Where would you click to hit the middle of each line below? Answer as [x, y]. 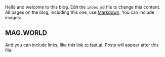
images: [13, 17]
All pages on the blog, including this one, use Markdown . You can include [80, 12]
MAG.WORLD [26, 33]
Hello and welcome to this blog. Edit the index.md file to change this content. [83, 7]
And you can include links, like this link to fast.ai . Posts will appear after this [82, 45]
